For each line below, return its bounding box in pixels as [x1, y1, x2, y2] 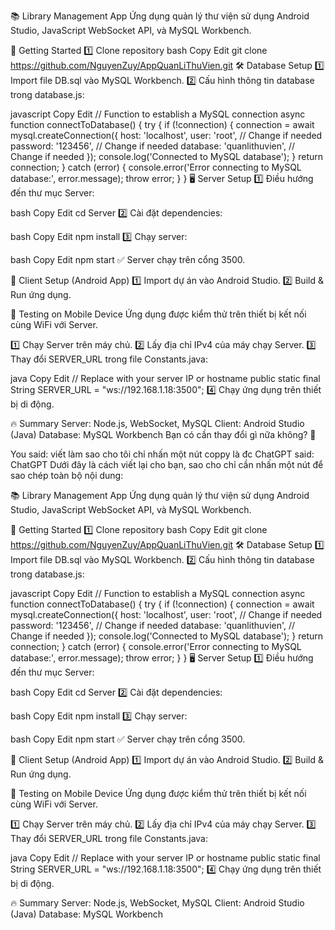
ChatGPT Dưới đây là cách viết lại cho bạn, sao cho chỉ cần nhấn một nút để [10, 459, 324, 470]
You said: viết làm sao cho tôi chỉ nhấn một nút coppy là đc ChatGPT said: [10, 448, 315, 460]
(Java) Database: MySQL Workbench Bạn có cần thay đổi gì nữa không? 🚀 [10, 429, 317, 440]
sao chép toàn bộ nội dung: [10, 470, 124, 481]
